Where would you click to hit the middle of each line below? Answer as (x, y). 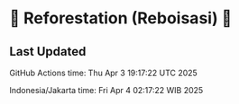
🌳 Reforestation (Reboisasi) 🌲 (121, 18)
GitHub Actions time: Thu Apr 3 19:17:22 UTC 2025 (104, 73)
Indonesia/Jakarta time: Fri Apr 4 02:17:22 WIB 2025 (106, 90)
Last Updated (48, 52)
